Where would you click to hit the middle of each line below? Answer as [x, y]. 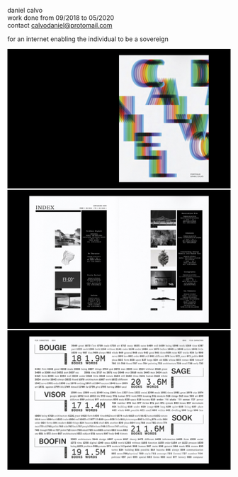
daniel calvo [25, 10]
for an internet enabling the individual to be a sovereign [88, 39]
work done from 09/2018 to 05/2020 [61, 18]
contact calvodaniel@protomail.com [60, 25]
